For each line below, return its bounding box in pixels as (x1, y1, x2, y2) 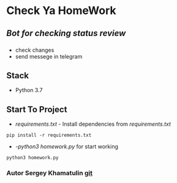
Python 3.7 (15, 87, 43, 94)
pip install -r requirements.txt (6, 132, 92, 138)
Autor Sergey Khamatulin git (6, 169, 93, 178)
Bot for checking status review (6, 28, 126, 38)
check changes (15, 46, 55, 54)
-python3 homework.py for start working (15, 143, 118, 150)
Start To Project (6, 104, 67, 115)
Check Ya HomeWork (6, 4, 116, 18)
